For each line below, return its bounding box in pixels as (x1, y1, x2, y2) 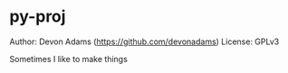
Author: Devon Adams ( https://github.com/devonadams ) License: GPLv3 (9, 36, 280, 47)
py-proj (9, 6, 66, 27)
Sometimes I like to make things (9, 53, 129, 64)
